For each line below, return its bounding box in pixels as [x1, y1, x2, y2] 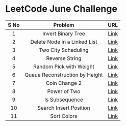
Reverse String [46, 54, 82, 61]
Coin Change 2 [45, 79, 82, 86]
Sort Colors [50, 112, 78, 119]
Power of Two [47, 87, 81, 94]
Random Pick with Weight [33, 63, 94, 70]
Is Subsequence [44, 96, 83, 103]
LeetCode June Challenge [5, 3, 117, 15]
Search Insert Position [37, 104, 90, 111]
